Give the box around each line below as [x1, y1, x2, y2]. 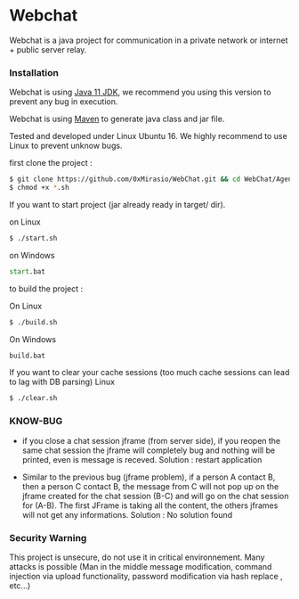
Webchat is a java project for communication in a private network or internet [9, 35, 288, 45]
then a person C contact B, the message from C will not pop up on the [21, 480, 279, 491]
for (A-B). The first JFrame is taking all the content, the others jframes [21, 500, 279, 511]
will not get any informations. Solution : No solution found [21, 509, 233, 520]
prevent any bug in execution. [9, 96, 118, 107]
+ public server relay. [9, 44, 87, 54]
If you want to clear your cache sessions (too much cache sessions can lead [9, 367, 290, 378]
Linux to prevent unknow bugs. [9, 140, 123, 152]
